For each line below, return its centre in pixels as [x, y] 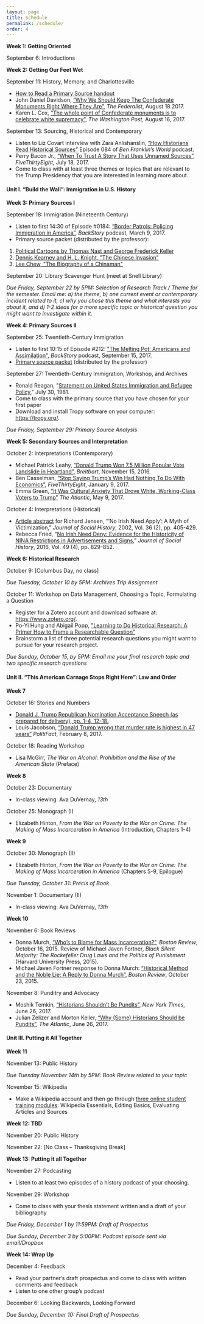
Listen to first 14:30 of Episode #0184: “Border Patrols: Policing [94, 227]
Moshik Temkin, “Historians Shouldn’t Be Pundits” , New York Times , [100, 1004]
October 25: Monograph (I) [40, 811]
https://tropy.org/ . [37, 418]
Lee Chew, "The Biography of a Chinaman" [69, 264]
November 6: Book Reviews [41, 930]
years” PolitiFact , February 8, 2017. [58, 734]
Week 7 [16, 691]
